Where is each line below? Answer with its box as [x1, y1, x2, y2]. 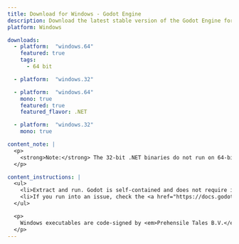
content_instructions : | [7, 174, 81, 181]
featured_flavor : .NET [20, 108, 87, 116]
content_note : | [7, 141, 55, 148]
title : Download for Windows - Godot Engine [7, 10, 142, 18]
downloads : [7, 36, 40, 43]
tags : [20, 56, 37, 64]
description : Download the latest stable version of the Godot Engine [7, 17, 221, 24]
